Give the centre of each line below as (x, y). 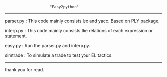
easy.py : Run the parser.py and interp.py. (48, 45)
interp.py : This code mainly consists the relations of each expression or (79, 31)
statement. (16, 36)
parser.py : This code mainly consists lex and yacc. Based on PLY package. (83, 21)
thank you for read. (25, 69)
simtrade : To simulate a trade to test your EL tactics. (59, 55)
